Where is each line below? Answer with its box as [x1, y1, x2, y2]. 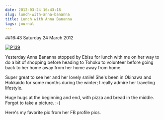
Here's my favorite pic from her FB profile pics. [5, 110, 101, 116]
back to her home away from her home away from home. [5, 65, 122, 71]
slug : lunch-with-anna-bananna [5, 12, 70, 17]
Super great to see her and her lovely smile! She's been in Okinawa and [5, 74, 152, 80]
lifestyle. [5, 85, 23, 91]
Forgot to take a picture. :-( [5, 100, 61, 106]
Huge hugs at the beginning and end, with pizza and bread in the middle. [5, 95, 154, 101]
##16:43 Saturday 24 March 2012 [5, 35, 74, 41]
